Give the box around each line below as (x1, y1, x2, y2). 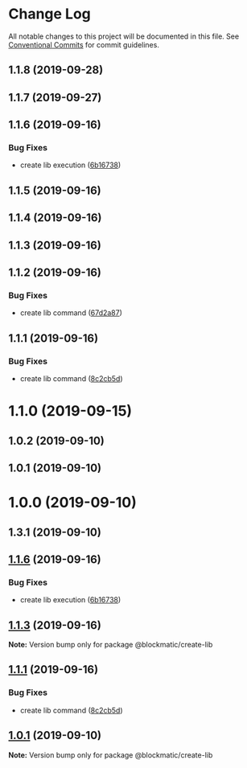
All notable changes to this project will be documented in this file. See (8, 31, 240, 41)
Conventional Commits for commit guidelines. (8, 39, 159, 49)
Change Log (8, 5, 91, 23)
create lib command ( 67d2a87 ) (19, 308, 123, 318)
